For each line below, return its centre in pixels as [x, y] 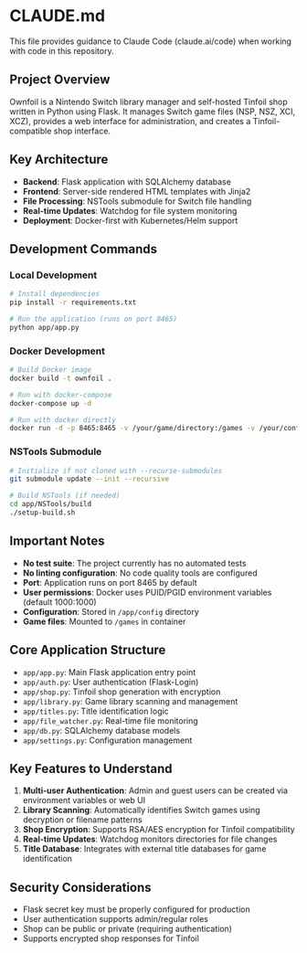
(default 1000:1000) [60, 602]
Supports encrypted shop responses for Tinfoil [111, 938]
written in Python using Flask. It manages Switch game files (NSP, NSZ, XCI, [153, 111]
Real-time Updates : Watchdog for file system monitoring [130, 210]
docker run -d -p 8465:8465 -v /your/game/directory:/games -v [132, 429]
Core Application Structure [88, 650]
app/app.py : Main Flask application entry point [109, 672]
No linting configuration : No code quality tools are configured [140, 573]
